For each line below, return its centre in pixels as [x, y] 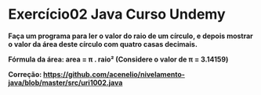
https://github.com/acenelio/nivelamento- [114, 74]
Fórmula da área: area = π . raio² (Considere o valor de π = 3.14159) [118, 59]
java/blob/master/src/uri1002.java [65, 83]
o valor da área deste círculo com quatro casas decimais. [103, 44]
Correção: [25, 74]
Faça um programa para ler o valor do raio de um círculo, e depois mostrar [130, 36]
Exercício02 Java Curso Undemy [117, 14]
